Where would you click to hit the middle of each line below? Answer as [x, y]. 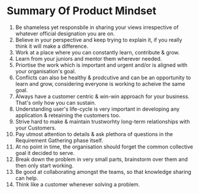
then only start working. [44, 165]
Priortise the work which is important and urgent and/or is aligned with [101, 65]
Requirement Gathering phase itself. [59, 140]
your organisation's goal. [46, 71]
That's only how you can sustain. [56, 102]
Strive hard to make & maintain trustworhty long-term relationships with [102, 121]
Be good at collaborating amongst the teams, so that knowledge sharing [103, 172]
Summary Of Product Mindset [81, 11]
